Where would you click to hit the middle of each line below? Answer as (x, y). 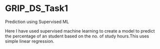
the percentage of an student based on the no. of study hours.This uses (77, 36)
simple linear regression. (30, 41)
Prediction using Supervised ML (37, 22)
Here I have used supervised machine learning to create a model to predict (80, 31)
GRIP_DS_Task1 (36, 8)
